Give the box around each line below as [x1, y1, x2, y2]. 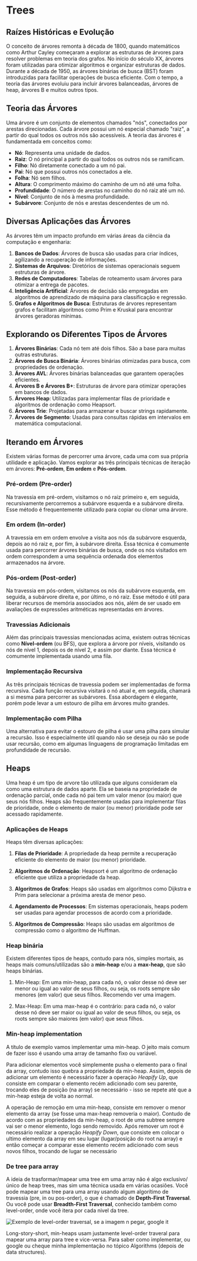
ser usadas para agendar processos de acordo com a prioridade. [14, 909, 172, 916]
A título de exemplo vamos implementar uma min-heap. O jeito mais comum [6, 1043, 190, 1050]
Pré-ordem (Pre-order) [6, 480, 72, 488]
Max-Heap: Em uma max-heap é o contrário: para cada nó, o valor [14, 1002, 176, 1010]
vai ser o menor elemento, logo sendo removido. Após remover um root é [6, 1123, 184, 1130]
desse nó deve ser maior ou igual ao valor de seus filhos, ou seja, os [14, 1009, 181, 1016]
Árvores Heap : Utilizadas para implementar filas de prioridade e [14, 395, 171, 402]
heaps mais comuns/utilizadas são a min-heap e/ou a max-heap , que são [6, 961, 186, 968]
